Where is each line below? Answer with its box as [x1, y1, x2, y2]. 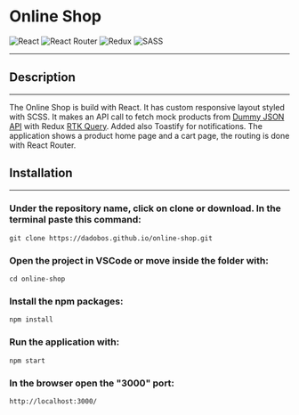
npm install [9, 315, 53, 324]
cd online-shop [9, 274, 66, 284]
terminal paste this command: [9, 214, 141, 226]
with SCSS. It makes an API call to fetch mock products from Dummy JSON [9, 111, 285, 122]
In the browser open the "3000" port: [9, 377, 175, 389]
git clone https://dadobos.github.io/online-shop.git [9, 233, 214, 242]
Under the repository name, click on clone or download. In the [9, 202, 282, 215]
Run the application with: [9, 336, 120, 348]
